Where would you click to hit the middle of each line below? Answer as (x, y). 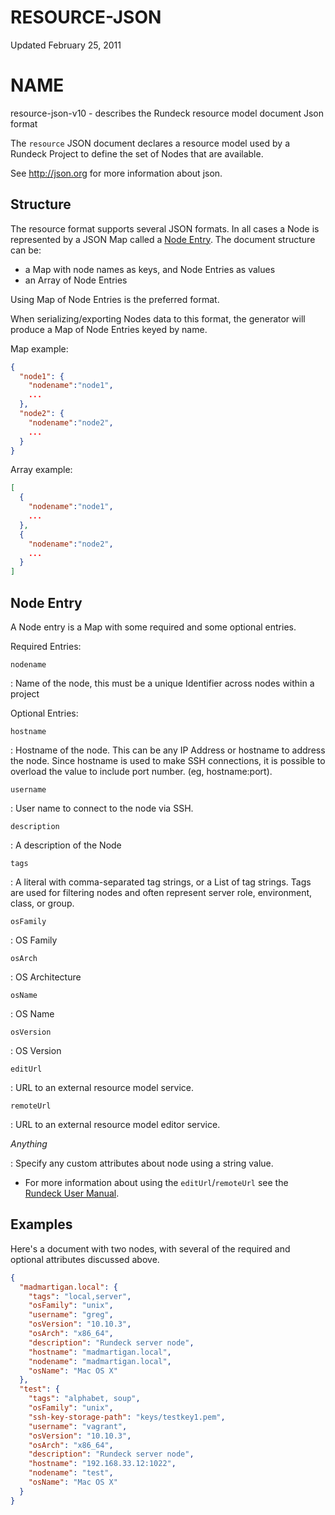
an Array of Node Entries (76, 280)
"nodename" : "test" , (71, 1473)
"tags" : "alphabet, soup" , (84, 1399)
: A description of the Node (66, 845)
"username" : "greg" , (71, 1315)
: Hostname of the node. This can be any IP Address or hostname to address (168, 750)
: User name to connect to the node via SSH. (102, 808)
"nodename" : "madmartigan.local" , (100, 1361)
